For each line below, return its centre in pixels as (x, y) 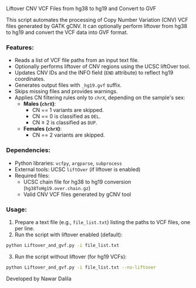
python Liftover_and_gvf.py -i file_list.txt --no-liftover (81, 267)
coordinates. (30, 79)
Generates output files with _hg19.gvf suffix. (68, 85)
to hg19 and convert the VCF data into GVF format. (67, 32)
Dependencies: (28, 150)
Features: (20, 48)
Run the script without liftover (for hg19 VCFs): (71, 256)
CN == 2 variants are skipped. (68, 135)
